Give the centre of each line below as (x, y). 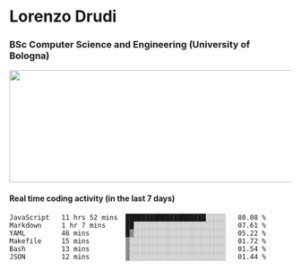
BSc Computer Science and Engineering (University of (130, 45)
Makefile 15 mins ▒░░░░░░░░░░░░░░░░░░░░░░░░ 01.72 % (138, 241)
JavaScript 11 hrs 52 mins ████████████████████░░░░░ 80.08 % (138, 217)
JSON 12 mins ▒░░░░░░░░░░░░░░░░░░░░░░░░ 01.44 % (138, 257)
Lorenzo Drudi (63, 17)
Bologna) (30, 56)
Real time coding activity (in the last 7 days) (92, 198)
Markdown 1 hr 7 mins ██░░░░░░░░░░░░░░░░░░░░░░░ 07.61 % (138, 225)
